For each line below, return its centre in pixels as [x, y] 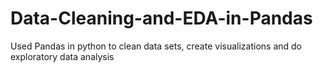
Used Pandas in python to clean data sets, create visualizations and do [156, 46]
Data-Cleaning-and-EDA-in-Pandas [161, 18]
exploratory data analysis [62, 56]
